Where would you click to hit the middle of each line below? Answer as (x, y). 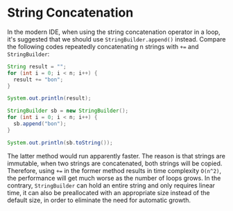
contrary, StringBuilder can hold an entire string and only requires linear (111, 185)
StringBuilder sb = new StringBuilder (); (68, 111)
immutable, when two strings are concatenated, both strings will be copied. (115, 163)
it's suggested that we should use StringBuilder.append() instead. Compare (116, 39)
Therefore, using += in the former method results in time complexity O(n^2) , (114, 170)
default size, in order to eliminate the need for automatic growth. (99, 200)
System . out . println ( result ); (49, 98)
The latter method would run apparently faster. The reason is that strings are (116, 156)
